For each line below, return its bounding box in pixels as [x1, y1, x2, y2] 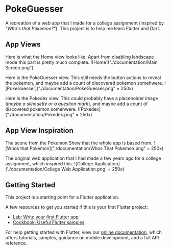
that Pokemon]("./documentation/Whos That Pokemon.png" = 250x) [20, 145, 164, 151]
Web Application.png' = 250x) [61, 166, 125, 172]
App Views [5, 40, 41, 49]
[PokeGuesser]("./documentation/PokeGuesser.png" [5, 85, 116, 91]
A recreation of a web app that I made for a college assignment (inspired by [5, 20, 164, 26]
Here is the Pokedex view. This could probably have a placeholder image [5, 95, 158, 101]
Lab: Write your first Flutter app [12, 214, 79, 220]
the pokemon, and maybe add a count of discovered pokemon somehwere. [5, 80, 163, 86]
